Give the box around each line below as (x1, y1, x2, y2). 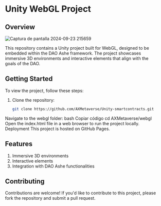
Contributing (5, 177, 45, 186)
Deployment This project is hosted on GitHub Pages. (5, 126, 110, 131)
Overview (5, 23, 36, 31)
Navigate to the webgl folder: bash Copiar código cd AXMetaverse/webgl (5, 115, 152, 121)
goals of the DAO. (5, 61, 40, 66)
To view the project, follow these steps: (5, 88, 84, 94)
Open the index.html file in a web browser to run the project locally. (5, 120, 140, 126)
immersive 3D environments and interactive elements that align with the (5, 56, 149, 61)
